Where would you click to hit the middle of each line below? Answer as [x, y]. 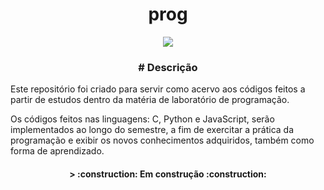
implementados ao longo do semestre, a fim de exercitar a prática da [152, 130]
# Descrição [168, 67]
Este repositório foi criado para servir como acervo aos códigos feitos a [158, 89]
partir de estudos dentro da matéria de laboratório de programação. [150, 100]
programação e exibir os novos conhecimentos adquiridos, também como [162, 140]
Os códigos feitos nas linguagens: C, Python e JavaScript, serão [142, 119]
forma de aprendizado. [57, 151]
